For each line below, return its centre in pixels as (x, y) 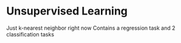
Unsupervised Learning (67, 11)
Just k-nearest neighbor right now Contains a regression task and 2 (91, 28)
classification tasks (30, 34)
